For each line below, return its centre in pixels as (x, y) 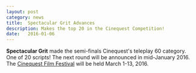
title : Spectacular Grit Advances (51, 23)
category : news (25, 17)
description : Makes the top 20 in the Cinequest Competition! (85, 28)
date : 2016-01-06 (31, 34)
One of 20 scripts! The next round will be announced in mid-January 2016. (98, 57)
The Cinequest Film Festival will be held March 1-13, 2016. (77, 64)
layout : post (22, 12)
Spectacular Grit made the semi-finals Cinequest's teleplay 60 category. (96, 51)
